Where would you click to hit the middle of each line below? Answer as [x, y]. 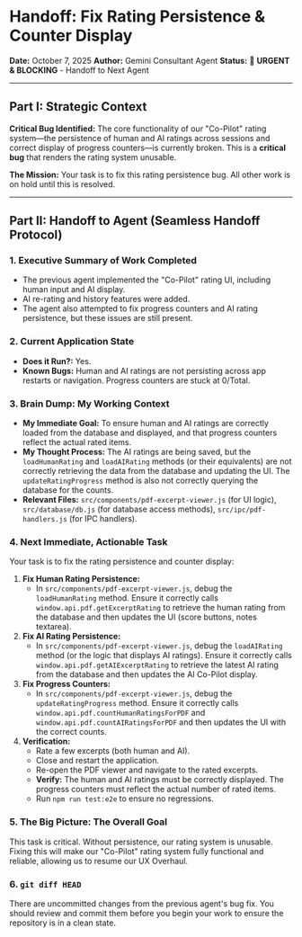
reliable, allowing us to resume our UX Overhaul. [99, 861]
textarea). [53, 627]
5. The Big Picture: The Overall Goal [89, 822]
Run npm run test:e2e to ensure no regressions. [124, 799]
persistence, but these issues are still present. [107, 318]
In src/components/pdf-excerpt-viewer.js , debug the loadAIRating [159, 646]
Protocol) [36, 235]
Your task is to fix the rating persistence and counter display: [122, 562]
